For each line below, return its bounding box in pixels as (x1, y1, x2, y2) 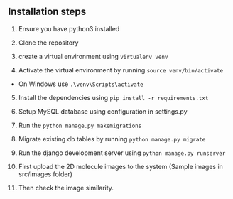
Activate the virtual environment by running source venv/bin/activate (18, 65, 223, 74)
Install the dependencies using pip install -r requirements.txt (18, 93, 209, 102)
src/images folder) (18, 170, 73, 178)
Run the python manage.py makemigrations (18, 121, 142, 129)
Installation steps (8, 6, 87, 18)
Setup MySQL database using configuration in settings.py (18, 107, 188, 116)
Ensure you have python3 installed (18, 24, 120, 33)
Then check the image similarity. (18, 183, 114, 192)
